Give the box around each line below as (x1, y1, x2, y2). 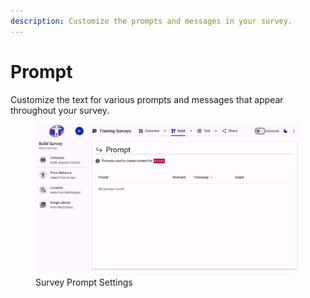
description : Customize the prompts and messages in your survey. (10, 16, 293, 26)
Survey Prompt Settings (35, 276, 133, 288)
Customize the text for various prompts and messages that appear (10, 93, 284, 105)
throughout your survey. (10, 104, 110, 116)
